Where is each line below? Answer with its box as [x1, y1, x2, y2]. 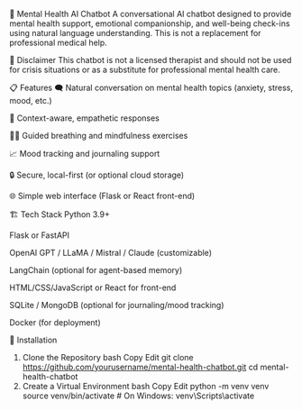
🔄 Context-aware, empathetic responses [9, 113, 160, 123]
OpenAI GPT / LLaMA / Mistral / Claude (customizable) [9, 248, 212, 258]
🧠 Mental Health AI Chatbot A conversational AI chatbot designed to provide [9, 9, 292, 19]
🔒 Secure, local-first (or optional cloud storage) [9, 169, 185, 180]
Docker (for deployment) [9, 317, 101, 328]
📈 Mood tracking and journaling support [9, 149, 160, 159]
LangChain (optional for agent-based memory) [9, 265, 183, 275]
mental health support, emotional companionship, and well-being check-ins [9, 18, 290, 29]
